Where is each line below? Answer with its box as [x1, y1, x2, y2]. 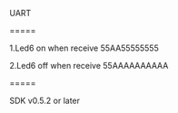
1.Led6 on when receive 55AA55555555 [9, 42, 159, 53]
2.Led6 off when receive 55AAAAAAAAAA [9, 61, 169, 71]
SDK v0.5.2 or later [9, 95, 80, 106]
